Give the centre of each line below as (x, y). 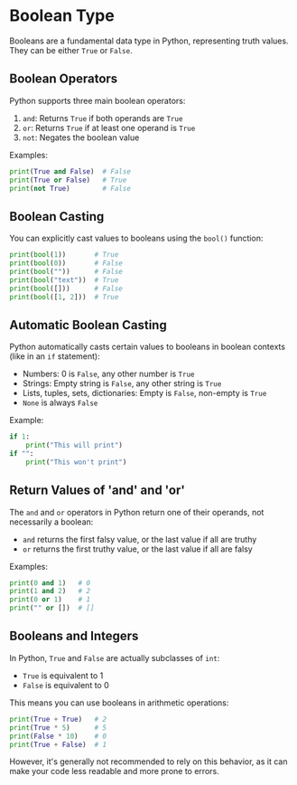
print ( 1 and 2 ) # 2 (50, 591)
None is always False (60, 402)
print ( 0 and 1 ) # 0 (50, 583)
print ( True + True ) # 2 (58, 719)
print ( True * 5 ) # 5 (58, 728)
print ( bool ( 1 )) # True (64, 255)
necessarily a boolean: (51, 522)
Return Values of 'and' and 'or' (97, 491)
